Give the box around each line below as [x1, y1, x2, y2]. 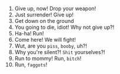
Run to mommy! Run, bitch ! [14, 55, 82, 62]
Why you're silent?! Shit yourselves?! [14, 49, 105, 55]
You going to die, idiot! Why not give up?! [14, 23, 115, 31]
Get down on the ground [14, 18, 75, 24]
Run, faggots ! [14, 61, 48, 68]
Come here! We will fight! [14, 36, 76, 43]
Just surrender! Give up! [14, 11, 74, 18]
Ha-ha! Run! [14, 30, 44, 37]
